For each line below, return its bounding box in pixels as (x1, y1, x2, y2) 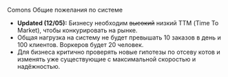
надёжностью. (17, 63, 61, 70)
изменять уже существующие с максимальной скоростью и (17, 55, 196, 63)
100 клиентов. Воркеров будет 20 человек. (17, 41, 144, 48)
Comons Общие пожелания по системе (7, 6, 123, 14)
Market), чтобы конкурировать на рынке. (17, 27, 138, 34)
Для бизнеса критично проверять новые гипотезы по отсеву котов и (17, 48, 220, 56)
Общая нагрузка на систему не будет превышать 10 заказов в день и (17, 33, 222, 42)
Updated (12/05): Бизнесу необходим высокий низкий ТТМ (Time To (17, 19, 219, 27)
